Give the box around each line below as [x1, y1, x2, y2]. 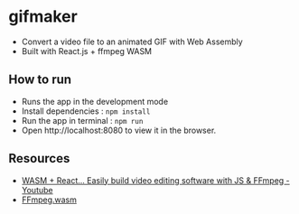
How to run [8, 72, 72, 88]
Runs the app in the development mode [21, 96, 169, 107]
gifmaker [8, 6, 78, 27]
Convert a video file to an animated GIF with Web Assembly [21, 36, 243, 47]
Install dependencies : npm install [21, 106, 151, 116]
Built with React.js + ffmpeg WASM [21, 45, 153, 56]
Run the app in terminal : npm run [21, 115, 144, 126]
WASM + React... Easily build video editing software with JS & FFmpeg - [21, 174, 290, 186]
